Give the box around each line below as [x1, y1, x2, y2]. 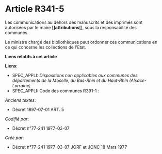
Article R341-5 [5, 3, 65, 15]
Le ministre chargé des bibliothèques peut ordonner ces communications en [5, 39, 158, 45]
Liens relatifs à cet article [5, 53, 57, 59]
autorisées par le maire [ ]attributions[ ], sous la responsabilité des [5, 24, 137, 30]
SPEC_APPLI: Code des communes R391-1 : [12, 88, 99, 93]
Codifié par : [5, 116, 29, 122]
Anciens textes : [5, 97, 36, 103]
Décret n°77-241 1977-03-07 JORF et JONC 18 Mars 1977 [12, 144, 127, 150]
